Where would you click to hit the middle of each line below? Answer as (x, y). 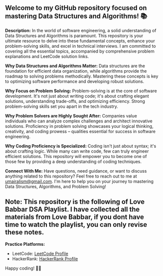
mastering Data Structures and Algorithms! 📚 (76, 16)
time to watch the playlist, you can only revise (76, 225)
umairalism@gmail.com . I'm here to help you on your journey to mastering (79, 181)
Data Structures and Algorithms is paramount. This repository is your (74, 36)
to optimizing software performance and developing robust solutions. (75, 81)
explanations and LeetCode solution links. (47, 56)
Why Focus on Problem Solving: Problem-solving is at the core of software (81, 91)
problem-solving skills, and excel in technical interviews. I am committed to (81, 46)
